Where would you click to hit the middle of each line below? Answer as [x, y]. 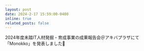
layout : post [18, 9]
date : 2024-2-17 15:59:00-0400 [37, 14]
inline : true [18, 18]
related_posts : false [27, 23]
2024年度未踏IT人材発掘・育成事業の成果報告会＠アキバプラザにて [72, 37]
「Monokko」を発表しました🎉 [35, 44]
